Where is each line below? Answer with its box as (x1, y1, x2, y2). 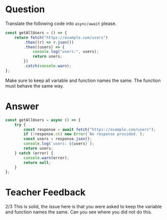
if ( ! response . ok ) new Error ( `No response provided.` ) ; (23, 131, 145, 137)
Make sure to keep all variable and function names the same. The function (5, 77, 161, 84)
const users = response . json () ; (23, 136, 93, 142)
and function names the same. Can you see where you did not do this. (5, 209, 153, 215)
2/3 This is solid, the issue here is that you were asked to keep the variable (5, 204, 162, 210)
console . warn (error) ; (23, 155, 70, 160)
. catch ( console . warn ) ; (23, 64, 72, 69)
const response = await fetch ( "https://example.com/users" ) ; (23, 127, 156, 132)
